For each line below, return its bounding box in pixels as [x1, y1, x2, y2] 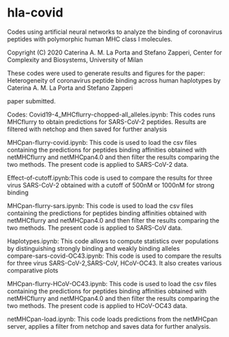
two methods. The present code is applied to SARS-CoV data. [7, 223, 183, 232]
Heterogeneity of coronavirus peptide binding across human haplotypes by [7, 76, 221, 84]
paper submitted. [7, 96, 57, 105]
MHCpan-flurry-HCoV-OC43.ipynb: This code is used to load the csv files [7, 279, 217, 287]
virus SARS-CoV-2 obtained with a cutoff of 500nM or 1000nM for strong [7, 181, 215, 189]
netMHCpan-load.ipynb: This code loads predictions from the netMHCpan [7, 315, 218, 323]
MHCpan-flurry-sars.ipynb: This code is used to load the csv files [7, 201, 194, 210]
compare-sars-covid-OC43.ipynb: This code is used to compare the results [7, 252, 222, 260]
